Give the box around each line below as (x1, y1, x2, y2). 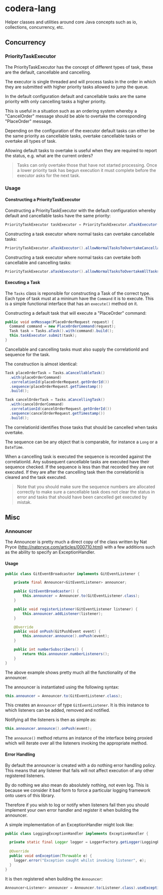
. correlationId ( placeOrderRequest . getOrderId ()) (9, 380, 110, 384)
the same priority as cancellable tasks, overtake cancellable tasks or (5, 133, 142, 139)
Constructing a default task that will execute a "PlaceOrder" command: (5, 310, 147, 316)
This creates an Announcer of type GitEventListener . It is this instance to (5, 702, 149, 708)
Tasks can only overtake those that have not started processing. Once (16, 162, 158, 168)
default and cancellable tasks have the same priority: (5, 212, 111, 218)
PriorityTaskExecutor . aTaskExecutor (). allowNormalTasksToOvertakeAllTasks (5, 269, 160, 274)
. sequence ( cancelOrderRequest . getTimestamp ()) (9, 411, 105, 416)
